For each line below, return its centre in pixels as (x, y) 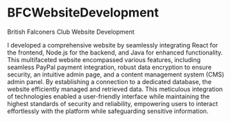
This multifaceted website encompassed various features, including (104, 59)
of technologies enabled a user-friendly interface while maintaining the (109, 96)
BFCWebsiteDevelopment (83, 13)
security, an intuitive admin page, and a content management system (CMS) (116, 74)
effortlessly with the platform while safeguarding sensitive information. (108, 111)
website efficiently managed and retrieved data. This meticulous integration (115, 89)
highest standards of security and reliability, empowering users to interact (113, 103)
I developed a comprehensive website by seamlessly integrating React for (113, 45)
